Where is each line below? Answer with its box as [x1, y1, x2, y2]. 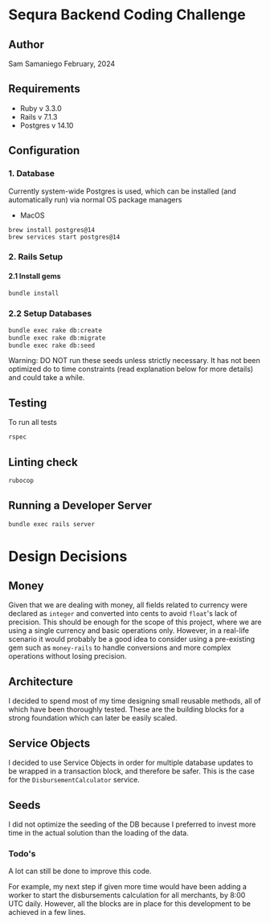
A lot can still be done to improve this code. [8, 866, 152, 876]
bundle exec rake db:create [8, 326, 103, 334]
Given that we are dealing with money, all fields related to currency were [8, 600, 247, 610]
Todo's [8, 847, 36, 859]
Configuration [8, 144, 80, 157]
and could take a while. [8, 373, 85, 382]
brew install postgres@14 [8, 226, 95, 234]
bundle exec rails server [8, 520, 95, 528]
